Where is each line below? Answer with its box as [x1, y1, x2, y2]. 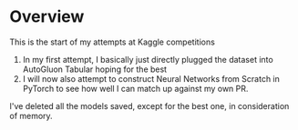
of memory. [9, 110, 53, 121]
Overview [9, 6, 85, 27]
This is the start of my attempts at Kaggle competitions [9, 36, 216, 47]
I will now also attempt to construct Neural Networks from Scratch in [22, 73, 281, 84]
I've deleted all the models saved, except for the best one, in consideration [9, 100, 290, 111]
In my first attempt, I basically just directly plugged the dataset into [22, 54, 273, 65]
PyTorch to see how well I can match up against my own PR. [22, 83, 249, 94]
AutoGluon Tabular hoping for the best [22, 64, 167, 75]
